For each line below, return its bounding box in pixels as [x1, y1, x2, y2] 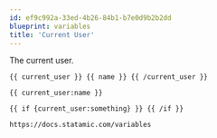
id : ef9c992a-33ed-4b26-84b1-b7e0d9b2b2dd [9, 13, 172, 23]
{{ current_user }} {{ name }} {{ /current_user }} [9, 73, 208, 82]
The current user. [9, 55, 74, 66]
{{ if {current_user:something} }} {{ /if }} [9, 104, 184, 113]
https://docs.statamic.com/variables [9, 120, 152, 130]
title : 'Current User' [9, 30, 95, 39]
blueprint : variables [9, 22, 91, 31]
